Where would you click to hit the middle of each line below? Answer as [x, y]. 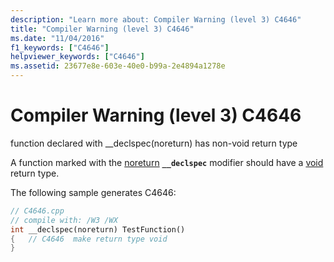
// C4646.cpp [37, 211]
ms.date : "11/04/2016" [57, 38]
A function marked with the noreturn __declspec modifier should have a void [167, 162]
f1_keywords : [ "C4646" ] [60, 47]
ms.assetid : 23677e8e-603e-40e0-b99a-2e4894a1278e [118, 66]
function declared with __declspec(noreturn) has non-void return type [154, 143]
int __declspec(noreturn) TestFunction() [98, 229]
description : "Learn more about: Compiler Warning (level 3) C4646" [156, 19]
